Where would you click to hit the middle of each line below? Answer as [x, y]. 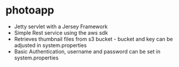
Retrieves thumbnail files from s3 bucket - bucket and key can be [93, 39]
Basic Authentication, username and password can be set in [87, 51]
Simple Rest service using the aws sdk [61, 32]
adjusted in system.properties [50, 45]
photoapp [30, 10]
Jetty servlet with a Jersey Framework [61, 26]
